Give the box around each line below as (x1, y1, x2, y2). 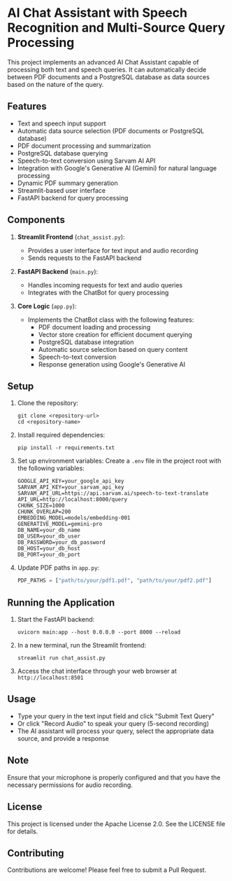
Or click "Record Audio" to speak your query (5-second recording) (17, 719, 210, 728)
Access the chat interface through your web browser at (17, 667, 177, 676)
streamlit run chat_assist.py (17, 655, 106, 662)
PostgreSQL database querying (17, 149, 108, 157)
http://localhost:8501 (17, 674, 84, 681)
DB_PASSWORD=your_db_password (17, 539, 106, 546)
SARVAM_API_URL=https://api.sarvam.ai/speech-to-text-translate (17, 490, 209, 497)
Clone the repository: (17, 399, 79, 407)
